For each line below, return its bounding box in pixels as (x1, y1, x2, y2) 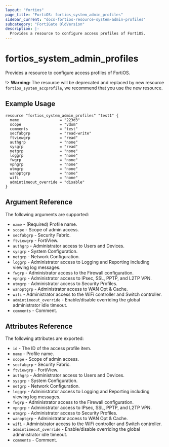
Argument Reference (5, 198, 73, 207)
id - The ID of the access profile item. (12, 346, 92, 352)
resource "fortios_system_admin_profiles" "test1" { (5, 113, 119, 118)
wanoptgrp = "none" (10, 170, 78, 176)
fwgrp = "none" (10, 157, 78, 162)
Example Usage (5, 99, 56, 108)
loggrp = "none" (10, 153, 78, 158)
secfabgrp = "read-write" (10, 130, 92, 136)
